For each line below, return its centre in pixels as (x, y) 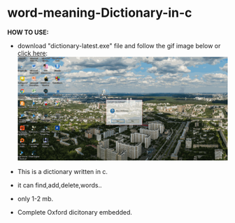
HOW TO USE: (28, 32)
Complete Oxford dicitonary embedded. (75, 213)
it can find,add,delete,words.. (59, 185)
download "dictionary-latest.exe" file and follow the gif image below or (119, 45)
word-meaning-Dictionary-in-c (100, 13)
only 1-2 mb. (35, 199)
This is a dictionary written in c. (63, 172)
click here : (32, 53)
